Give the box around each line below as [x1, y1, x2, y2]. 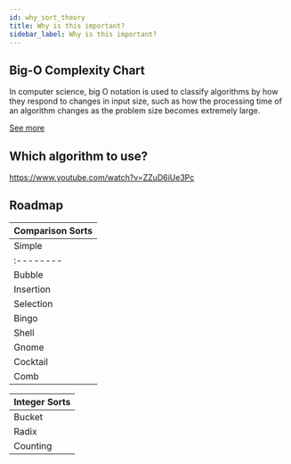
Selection [13, 297, 53, 310]
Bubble [13, 269, 44, 281]
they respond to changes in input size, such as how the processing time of [9, 95, 283, 107]
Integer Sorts [13, 395, 71, 408]
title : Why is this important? [9, 21, 125, 30]
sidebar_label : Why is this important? [9, 29, 158, 38]
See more [9, 122, 45, 134]
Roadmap [9, 198, 64, 213]
